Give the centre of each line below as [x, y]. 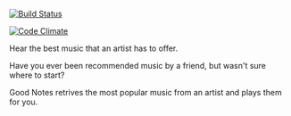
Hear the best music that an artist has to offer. [94, 48]
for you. [24, 102]
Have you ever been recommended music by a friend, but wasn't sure [137, 66]
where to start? [37, 75]
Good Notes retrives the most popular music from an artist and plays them [146, 92]
